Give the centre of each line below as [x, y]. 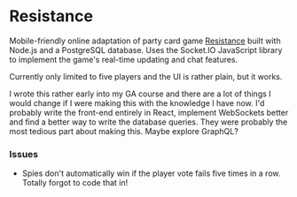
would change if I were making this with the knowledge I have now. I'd [137, 102]
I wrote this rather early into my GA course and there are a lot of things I [141, 94]
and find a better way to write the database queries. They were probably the [148, 122]
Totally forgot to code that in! [75, 183]
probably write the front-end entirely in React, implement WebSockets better [149, 112]
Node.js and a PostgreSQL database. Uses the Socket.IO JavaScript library [146, 49]
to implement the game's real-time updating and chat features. [124, 59]
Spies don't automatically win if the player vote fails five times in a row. [151, 173]
